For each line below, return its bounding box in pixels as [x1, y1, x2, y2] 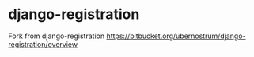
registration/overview [8, 39, 78, 48]
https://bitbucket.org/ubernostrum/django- [106, 31, 247, 41]
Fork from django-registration [8, 31, 105, 41]
